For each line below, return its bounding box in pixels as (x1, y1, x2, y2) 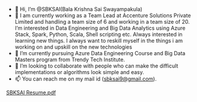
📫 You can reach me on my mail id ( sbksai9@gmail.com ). (14, 75, 157, 82)
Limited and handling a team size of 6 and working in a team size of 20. (14, 18, 190, 25)
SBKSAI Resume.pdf (6, 89, 57, 96)
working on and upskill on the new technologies (14, 43, 133, 50)
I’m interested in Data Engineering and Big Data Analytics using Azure (14, 24, 186, 31)
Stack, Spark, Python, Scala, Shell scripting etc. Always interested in (14, 31, 183, 38)
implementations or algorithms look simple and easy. (14, 69, 145, 75)
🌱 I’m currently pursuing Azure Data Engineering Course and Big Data (14, 50, 186, 56)
